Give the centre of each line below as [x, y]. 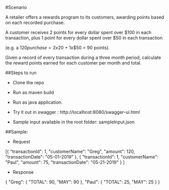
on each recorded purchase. [35, 23]
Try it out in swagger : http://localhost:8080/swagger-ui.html [76, 112]
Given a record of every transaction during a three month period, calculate [83, 57]
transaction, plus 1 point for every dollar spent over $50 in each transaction [84, 38]
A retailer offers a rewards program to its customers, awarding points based [85, 17]
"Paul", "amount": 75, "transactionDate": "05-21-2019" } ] [65, 162]
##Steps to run [21, 73]
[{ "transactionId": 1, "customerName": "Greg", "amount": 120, [70, 151]
